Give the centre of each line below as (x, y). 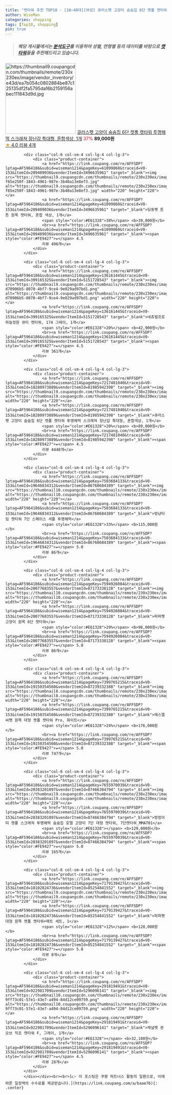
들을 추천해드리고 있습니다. (53, 52)
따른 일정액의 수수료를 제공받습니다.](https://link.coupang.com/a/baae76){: (81, 1083)
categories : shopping (28, 20)
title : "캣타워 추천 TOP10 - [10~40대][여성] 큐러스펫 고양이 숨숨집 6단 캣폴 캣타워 (86, 10)
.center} (15, 1088)
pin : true (16, 29)
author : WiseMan (23, 15)
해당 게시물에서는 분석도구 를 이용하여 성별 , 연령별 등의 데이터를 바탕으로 (89, 46)
